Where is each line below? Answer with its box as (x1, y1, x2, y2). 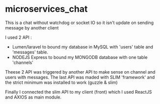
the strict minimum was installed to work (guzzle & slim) (5, 79, 118, 85)
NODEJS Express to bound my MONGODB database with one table (12, 54, 148, 60)
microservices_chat (5, 3, 88, 15)
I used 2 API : (5, 34, 32, 40)
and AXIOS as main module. (5, 94, 62, 100)
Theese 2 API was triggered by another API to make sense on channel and (5, 69, 156, 75)
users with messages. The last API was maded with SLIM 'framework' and (5, 74, 155, 80)
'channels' (12, 59, 33, 65)
